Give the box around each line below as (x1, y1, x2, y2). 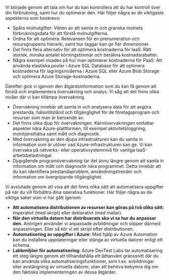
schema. (12, 242, 31, 248)
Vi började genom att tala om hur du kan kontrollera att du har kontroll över (5, 5, 160, 10)
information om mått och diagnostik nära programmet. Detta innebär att (12, 163, 161, 169)
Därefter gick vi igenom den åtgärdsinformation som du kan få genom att (5, 83, 157, 89)
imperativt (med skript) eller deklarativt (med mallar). (12, 210, 123, 216)
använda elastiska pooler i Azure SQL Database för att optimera (12, 63, 145, 68)
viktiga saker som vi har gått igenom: (5, 195, 82, 200)
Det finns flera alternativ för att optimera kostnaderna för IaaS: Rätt (12, 47, 151, 52)
